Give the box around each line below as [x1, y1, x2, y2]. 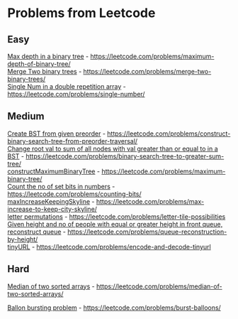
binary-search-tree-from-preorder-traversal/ [7, 136, 138, 145]
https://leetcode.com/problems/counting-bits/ [7, 190, 142, 198]
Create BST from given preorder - [7, 129, 106, 138]
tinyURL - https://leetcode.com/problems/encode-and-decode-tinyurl [7, 242, 211, 251]
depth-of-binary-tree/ [7, 60, 71, 68]
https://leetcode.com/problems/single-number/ [7, 90, 145, 98]
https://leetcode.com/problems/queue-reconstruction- [67, 227, 227, 236]
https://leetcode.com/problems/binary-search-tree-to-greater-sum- [25, 151, 225, 161]
